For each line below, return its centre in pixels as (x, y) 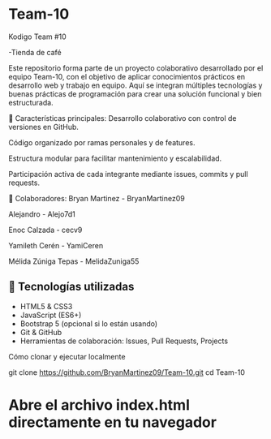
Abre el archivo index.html (99, 405)
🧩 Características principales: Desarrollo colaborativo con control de (123, 118)
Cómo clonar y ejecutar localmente (67, 356)
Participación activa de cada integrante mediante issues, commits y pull (129, 174)
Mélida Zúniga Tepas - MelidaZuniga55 (74, 261)
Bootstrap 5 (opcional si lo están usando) (89, 323)
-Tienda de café (35, 52)
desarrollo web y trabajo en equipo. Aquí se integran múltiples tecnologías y (135, 85)
